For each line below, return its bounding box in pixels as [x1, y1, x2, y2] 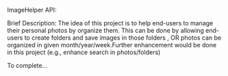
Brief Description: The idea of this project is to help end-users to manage [7, 19, 214, 27]
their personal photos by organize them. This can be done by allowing [7, 27, 204, 34]
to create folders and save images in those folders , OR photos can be [24, 34, 222, 42]
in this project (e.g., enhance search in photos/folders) [7, 48, 161, 56]
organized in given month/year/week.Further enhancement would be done [7, 41, 217, 49]
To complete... [7, 62, 48, 69]
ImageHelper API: [7, 6, 57, 14]
